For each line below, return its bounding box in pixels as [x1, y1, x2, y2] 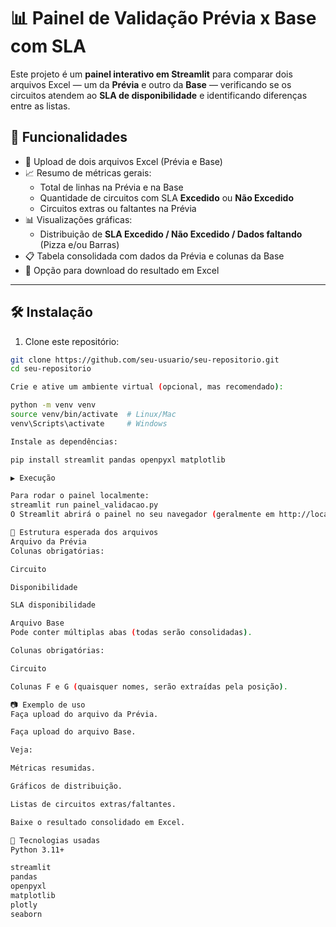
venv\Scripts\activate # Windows [10, 418, 168, 429]
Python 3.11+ [10, 845, 65, 855]
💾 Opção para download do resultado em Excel [24, 264, 220, 276]
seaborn [10, 909, 43, 919]
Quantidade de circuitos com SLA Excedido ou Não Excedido [39, 191, 294, 204]
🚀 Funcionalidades [10, 129, 128, 146]
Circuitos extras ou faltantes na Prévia [39, 202, 197, 214]
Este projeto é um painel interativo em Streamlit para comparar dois [10, 68, 293, 80]
